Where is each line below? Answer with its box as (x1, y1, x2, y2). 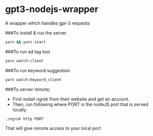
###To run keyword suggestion (5, 67, 70, 73)
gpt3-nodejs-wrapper (5, 4, 99, 15)
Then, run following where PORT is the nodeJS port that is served (12, 101, 148, 107)
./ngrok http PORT (5, 116, 44, 121)
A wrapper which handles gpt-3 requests (5, 20, 90, 26)
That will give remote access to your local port (5, 125, 101, 131)
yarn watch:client (5, 58, 44, 63)
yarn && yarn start (5, 39, 46, 45)
